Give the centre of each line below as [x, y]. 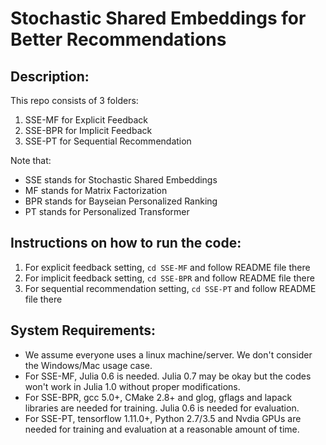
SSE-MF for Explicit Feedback [86, 120]
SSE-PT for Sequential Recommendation [108, 141]
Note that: [31, 160]
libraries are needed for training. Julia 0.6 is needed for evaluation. [162, 408]
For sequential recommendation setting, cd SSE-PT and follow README [170, 288]
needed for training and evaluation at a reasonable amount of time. [162, 429]
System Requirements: [83, 330]
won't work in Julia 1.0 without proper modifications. [132, 386]
